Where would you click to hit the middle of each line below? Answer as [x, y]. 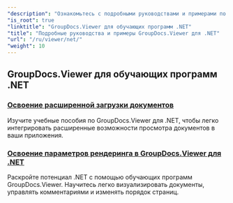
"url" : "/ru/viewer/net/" [45, 40]
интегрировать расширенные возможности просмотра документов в [111, 128]
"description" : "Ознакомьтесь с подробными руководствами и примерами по [117, 14]
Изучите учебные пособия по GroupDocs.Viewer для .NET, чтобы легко [113, 120]
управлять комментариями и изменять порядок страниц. [93, 192]
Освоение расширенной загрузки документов [91, 105]
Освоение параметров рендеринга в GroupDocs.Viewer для [114, 153]
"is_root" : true [31, 20]
